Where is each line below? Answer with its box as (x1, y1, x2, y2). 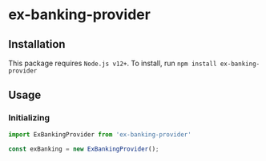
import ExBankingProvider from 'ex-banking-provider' (8, 130, 192, 139)
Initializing (8, 112, 50, 124)
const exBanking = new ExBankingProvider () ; (8, 145, 159, 153)
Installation (8, 37, 66, 51)
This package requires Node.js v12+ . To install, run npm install (8, 58, 217, 68)
